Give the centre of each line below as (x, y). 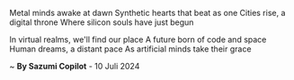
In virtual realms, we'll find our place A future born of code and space (138, 40)
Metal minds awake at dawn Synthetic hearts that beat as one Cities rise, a (147, 13)
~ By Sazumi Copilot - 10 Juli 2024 (75, 66)
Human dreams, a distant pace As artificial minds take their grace (130, 49)
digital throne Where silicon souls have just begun (102, 22)
